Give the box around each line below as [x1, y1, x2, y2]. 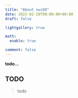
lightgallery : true [5, 25, 45, 30]
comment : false [5, 48, 36, 52]
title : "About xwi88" [5, 7, 50, 12]
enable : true [9, 39, 36, 44]
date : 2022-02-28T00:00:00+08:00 [5, 12, 74, 17]
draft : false [5, 16, 32, 21]
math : [5, 34, 16, 39]
